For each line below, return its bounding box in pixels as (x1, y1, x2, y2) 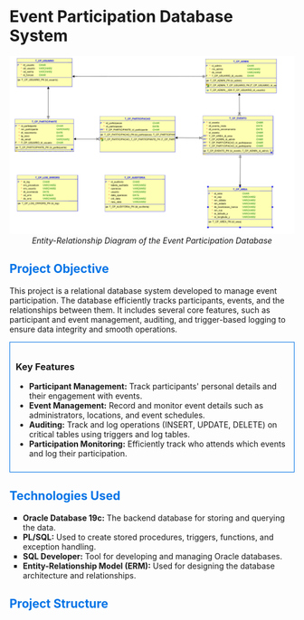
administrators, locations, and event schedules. (28, 409, 205, 421)
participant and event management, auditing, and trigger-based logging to (9, 314, 287, 324)
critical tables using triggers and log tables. (28, 429, 191, 440)
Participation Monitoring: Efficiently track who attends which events (28, 438, 286, 449)
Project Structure (9, 597, 109, 612)
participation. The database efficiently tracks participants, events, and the (9, 295, 285, 305)
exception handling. (22, 540, 97, 552)
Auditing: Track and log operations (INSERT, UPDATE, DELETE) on (28, 419, 278, 430)
